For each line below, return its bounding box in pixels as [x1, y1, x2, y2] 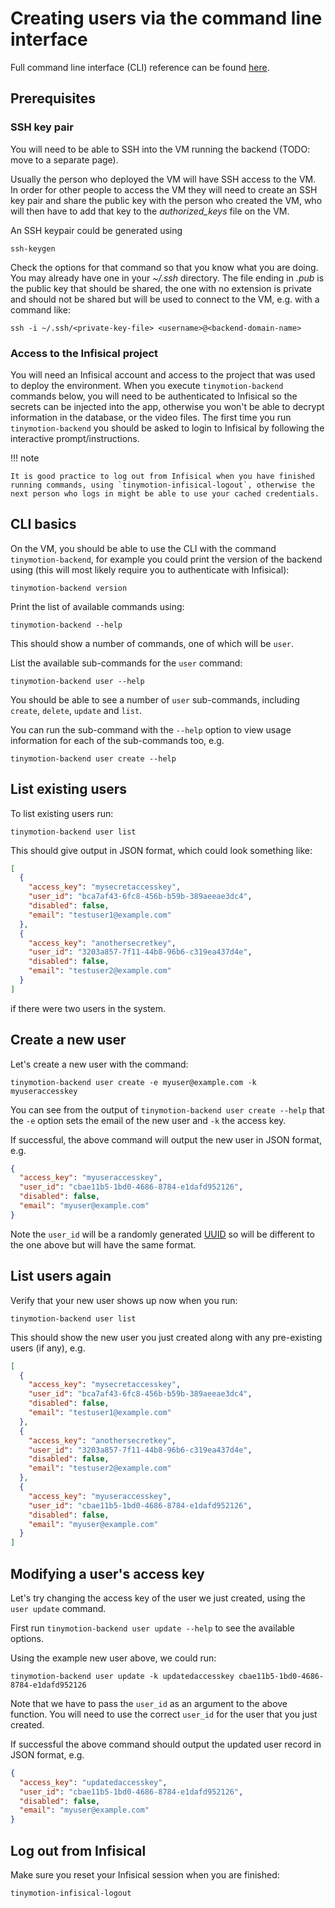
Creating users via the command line [10, 7, 323, 30]
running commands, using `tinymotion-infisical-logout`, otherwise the [10, 480, 315, 490]
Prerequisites [10, 90, 96, 107]
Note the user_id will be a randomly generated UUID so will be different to [10, 1228, 315, 1240]
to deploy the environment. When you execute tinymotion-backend [10, 379, 284, 391]
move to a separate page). [10, 153, 119, 166]
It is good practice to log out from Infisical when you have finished [10, 471, 315, 481]
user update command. [10, 1602, 107, 1614]
